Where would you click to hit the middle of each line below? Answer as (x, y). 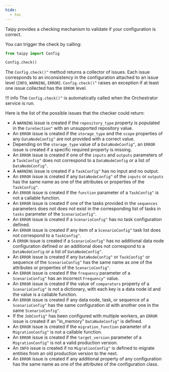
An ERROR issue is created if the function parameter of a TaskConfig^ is (86, 193)
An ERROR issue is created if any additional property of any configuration (87, 359)
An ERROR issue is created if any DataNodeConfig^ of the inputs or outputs (88, 177)
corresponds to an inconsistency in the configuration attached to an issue (82, 77)
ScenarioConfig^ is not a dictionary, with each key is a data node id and (87, 289)
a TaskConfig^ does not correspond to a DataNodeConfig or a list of (81, 161)
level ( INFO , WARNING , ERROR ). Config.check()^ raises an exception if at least (82, 83)
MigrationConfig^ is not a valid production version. (65, 343)
